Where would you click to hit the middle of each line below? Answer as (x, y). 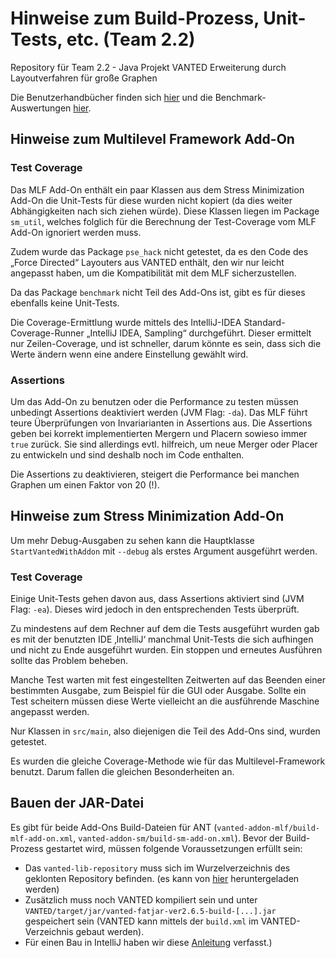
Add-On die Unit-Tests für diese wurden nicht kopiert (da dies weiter (151, 200)
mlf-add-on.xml (42, 838)
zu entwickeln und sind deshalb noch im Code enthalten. (127, 454)
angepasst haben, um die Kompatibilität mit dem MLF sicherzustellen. (153, 273)
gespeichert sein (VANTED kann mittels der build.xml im (141, 921)
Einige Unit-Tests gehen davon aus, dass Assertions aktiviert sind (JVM (157, 599)
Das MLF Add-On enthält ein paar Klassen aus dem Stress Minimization (157, 189)
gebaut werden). (110, 931)
